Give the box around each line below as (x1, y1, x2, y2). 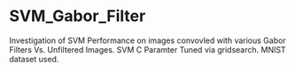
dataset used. (9, 53, 59, 64)
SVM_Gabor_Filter (9, 6, 146, 26)
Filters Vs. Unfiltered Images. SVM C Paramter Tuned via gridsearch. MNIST (9, 44, 286, 54)
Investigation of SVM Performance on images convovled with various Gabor (9, 35, 286, 46)
